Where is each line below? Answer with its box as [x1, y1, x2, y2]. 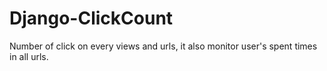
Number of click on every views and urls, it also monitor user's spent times [9, 40, 318, 52]
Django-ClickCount [9, 7, 174, 30]
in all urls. [9, 50, 49, 62]
